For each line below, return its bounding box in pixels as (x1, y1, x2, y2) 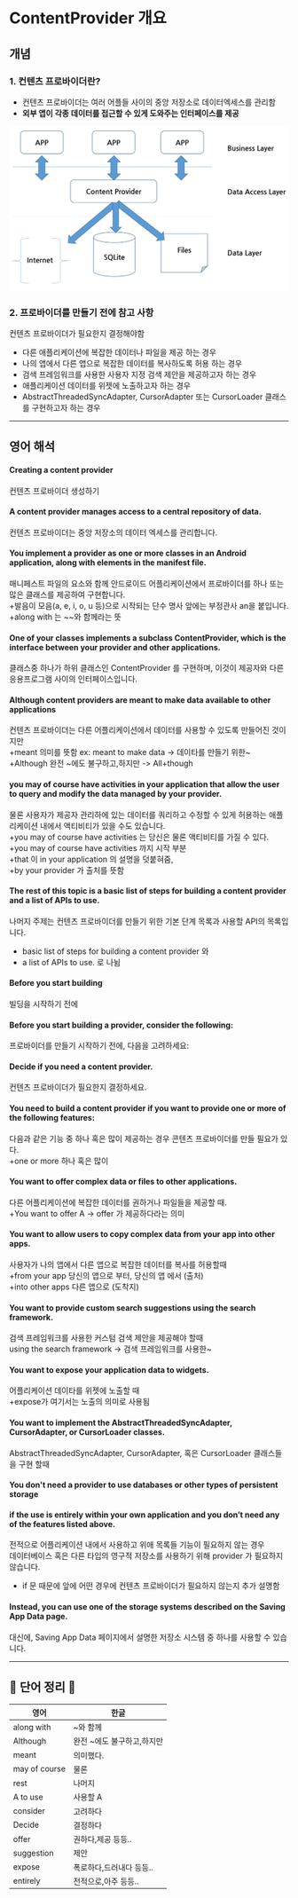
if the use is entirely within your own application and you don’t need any (9, 1509, 280, 1520)
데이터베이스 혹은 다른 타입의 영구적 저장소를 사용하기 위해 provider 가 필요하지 (9, 1550, 284, 1562)
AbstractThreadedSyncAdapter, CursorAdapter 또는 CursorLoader (21, 391, 263, 402)
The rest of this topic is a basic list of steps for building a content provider (9, 886, 286, 896)
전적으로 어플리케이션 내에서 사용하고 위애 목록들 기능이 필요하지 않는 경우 (9, 1540, 265, 1550)
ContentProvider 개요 (9, 8, 167, 28)
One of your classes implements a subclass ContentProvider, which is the (9, 632, 286, 643)
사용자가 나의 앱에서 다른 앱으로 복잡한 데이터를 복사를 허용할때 (9, 1259, 228, 1270)
